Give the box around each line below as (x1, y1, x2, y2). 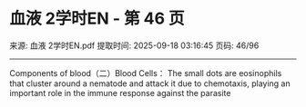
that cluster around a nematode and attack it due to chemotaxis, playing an (9, 78, 291, 89)
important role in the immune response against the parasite (9, 87, 231, 98)
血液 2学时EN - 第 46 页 (9, 8, 185, 29)
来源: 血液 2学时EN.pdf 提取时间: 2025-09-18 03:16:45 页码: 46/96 (9, 40, 260, 51)
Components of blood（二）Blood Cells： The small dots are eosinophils (9, 67, 282, 78)
